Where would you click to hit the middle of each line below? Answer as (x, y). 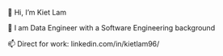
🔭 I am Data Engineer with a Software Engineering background (111, 28)
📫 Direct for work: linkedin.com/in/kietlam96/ (84, 44)
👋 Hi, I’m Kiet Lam (37, 12)
